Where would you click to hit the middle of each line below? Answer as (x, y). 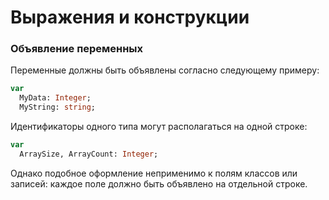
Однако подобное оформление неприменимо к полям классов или (154, 173)
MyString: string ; (58, 107)
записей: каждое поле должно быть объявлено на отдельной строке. (159, 183)
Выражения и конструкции (130, 17)
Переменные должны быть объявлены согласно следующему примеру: (165, 70)
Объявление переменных (77, 49)
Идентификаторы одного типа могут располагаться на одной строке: (159, 127)
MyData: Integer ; (55, 98)
